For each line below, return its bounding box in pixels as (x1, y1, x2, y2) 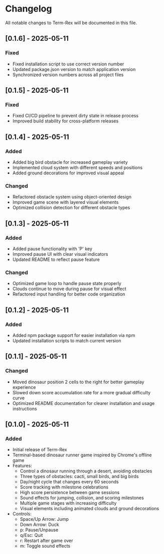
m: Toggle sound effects (20, 543, 71, 549)
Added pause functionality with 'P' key (12, 245, 93, 252)
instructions (12, 405, 38, 411)
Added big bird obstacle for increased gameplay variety (12, 159, 128, 165)
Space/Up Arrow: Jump (20, 516, 69, 522)
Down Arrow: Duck (20, 522, 59, 528)
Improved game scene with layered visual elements (12, 199, 119, 205)
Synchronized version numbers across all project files (12, 72, 124, 78)
